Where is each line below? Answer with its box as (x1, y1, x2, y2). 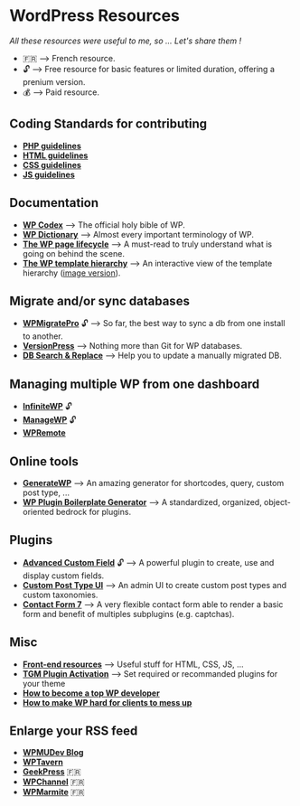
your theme (22, 678, 66, 689)
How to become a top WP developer (22, 688, 160, 698)
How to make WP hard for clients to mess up (22, 697, 192, 708)
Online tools (9, 454, 79, 469)
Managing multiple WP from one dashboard (9, 376, 260, 391)
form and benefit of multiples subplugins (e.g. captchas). (22, 608, 235, 619)
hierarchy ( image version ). (22, 267, 121, 278)
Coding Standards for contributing (9, 117, 208, 132)
